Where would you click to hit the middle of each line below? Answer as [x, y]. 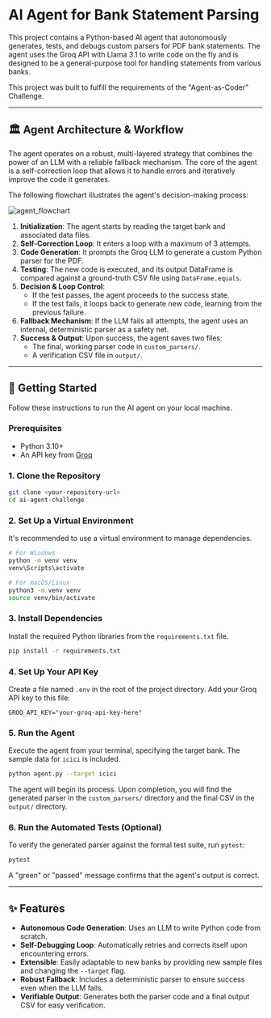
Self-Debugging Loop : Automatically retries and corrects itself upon [133, 945]
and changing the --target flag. [73, 971]
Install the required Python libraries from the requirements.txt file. [119, 636]
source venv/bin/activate [52, 598]
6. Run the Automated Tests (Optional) [85, 828]
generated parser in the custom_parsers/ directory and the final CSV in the [132, 798]
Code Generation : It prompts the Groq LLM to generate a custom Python [141, 251]
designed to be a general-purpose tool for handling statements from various [135, 63]
